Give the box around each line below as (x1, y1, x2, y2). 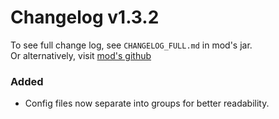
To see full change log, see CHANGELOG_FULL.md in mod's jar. (10, 39, 253, 51)
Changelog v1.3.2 (10, 6, 160, 29)
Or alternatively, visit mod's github (10, 49, 152, 61)
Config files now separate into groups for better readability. (24, 97, 270, 110)
